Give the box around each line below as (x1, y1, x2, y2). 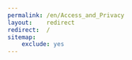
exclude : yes (21, 41, 65, 48)
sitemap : (7, 33, 36, 41)
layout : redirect (7, 19, 76, 26)
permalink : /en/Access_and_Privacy (7, 11, 125, 19)
